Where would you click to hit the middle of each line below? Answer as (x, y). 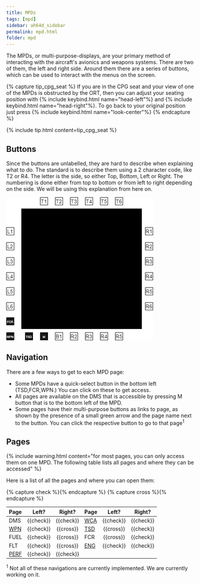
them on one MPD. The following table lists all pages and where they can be (100, 463)
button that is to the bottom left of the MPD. (68, 403)
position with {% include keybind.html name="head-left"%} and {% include (99, 100)
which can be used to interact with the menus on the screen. (81, 75)
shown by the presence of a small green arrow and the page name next (103, 415)
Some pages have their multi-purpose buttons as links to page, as (96, 409)
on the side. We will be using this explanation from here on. (80, 188)
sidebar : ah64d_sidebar (36, 25)
